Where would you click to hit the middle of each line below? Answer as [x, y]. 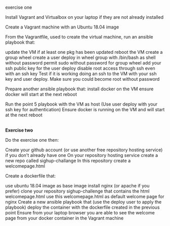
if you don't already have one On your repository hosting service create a [82, 155]
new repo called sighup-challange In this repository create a [68, 160]
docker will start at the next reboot [41, 94]
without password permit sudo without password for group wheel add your [83, 63]
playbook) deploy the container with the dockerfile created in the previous [82, 207]
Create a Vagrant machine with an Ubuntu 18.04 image [62, 27]
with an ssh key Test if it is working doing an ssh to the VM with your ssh [81, 74]
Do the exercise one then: [32, 140]
